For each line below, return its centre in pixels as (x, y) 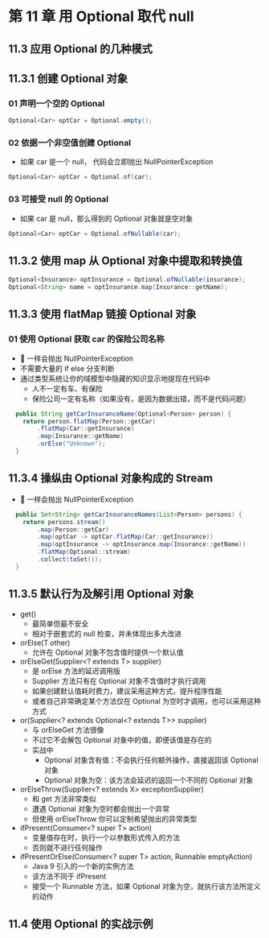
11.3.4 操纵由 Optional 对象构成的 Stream (111, 479)
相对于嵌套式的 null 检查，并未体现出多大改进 (107, 634)
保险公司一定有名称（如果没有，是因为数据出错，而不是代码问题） (141, 399)
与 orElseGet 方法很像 (68, 729)
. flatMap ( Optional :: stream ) (84, 552)
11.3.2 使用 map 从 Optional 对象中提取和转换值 (126, 260)
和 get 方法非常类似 (64, 799)
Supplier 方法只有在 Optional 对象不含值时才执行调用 (119, 680)
